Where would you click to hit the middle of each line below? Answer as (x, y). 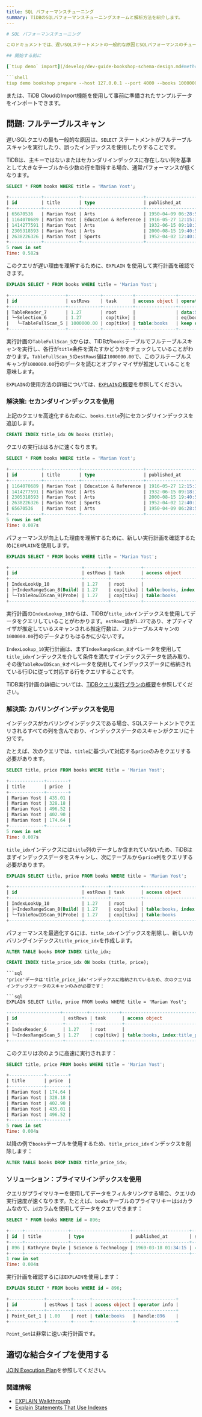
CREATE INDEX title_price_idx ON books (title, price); (78, 963)
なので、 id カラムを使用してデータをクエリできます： (77, 1209)
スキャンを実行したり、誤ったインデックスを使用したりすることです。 (93, 147)
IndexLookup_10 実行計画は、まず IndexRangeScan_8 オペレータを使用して (94, 648)
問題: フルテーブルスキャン (56, 124)
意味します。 (22, 372)
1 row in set (23, 1259)
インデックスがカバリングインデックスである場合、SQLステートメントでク (98, 723)
